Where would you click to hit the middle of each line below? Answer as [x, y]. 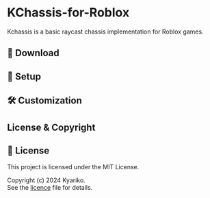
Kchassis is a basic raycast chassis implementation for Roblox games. [105, 32]
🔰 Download [33, 53]
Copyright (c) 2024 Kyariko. [46, 180]
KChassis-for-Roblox [68, 13]
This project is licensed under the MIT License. [73, 167]
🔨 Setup [24, 76]
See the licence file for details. [50, 188]
